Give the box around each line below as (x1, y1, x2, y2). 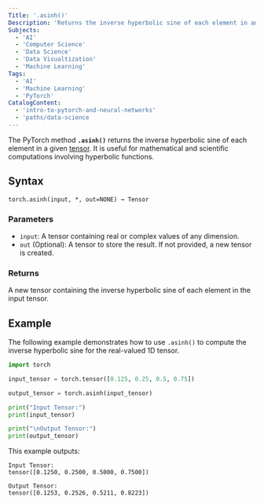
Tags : (8, 70, 26, 78)
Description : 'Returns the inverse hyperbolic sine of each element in (8, 19, 247, 27)
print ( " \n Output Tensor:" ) (8, 425, 97, 433)
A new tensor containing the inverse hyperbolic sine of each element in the (8, 286, 251, 295)
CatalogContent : (8, 99, 61, 107)
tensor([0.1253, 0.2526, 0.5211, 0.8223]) (8, 489, 149, 497)
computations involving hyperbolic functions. (8, 152, 155, 161)
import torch (8, 361, 51, 369)
